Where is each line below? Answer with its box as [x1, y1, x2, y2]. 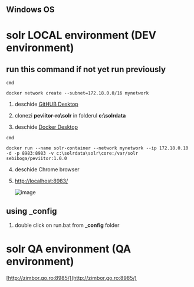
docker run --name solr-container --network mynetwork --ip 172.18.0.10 [6, 145, 189, 151]
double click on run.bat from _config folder [14, 221, 120, 229]
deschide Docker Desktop [14, 123, 78, 131]
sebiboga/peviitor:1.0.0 [6, 156, 67, 162]
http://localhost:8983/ [14, 177, 68, 185]
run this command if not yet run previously [6, 64, 166, 74]
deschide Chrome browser [14, 166, 80, 173]
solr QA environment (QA [6, 242, 131, 256]
